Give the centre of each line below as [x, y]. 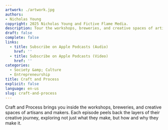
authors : [14, 14]
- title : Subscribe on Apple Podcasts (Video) [59, 56]
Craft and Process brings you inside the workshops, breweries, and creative [83, 107]
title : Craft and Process [32, 79]
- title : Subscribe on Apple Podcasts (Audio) [59, 47]
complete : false [22, 38]
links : [12, 42]
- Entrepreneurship [30, 75]
